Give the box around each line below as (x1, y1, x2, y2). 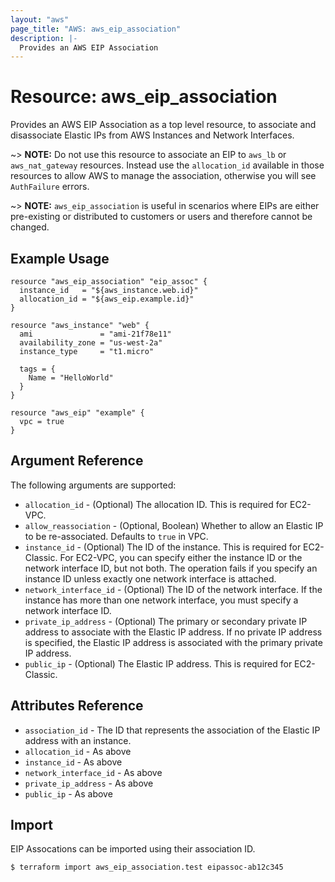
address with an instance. (24, 734, 132, 746)
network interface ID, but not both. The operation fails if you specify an (24, 562, 318, 574)
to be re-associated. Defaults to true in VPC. (24, 530, 209, 542)
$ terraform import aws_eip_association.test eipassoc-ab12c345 (10, 862, 284, 873)
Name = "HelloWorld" (28, 373, 114, 383)
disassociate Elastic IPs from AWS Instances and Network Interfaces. (10, 129, 295, 141)
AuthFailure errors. (10, 181, 90, 193)
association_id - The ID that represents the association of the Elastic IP (24, 724, 321, 736)
